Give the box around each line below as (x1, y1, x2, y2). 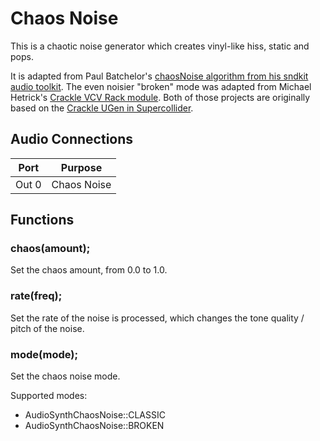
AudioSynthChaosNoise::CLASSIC (24, 409, 166, 421)
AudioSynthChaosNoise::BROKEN (24, 420, 165, 432)
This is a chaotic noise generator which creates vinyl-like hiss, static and (10, 40, 310, 52)
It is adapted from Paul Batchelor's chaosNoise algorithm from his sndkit (10, 70, 309, 82)
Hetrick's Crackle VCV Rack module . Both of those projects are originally (10, 91, 311, 103)
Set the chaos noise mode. (10, 370, 121, 382)
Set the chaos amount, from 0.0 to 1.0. (10, 264, 168, 276)
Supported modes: (10, 390, 88, 402)
